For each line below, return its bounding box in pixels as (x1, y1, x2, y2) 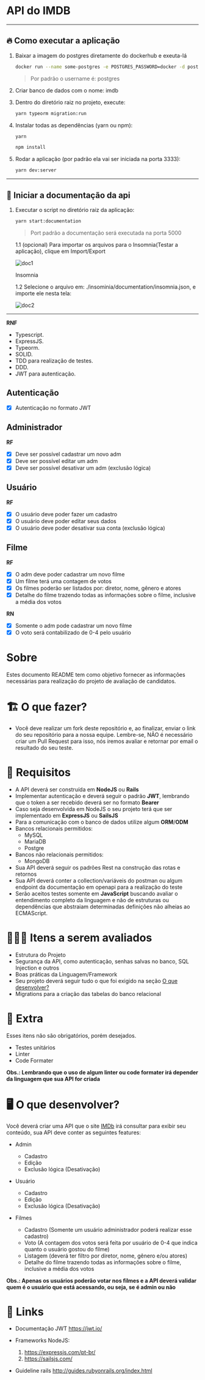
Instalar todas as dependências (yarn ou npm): (15, 121, 133, 129)
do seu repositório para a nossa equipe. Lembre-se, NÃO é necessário (15, 731, 193, 738)
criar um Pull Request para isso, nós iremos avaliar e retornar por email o (15, 737, 198, 745)
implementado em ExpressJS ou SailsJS (15, 812, 118, 819)
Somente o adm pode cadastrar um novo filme (15, 622, 132, 629)
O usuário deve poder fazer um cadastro (15, 510, 118, 518)
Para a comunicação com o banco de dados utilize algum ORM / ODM (15, 818, 189, 826)
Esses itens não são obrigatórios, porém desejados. (6, 1031, 137, 1039)
